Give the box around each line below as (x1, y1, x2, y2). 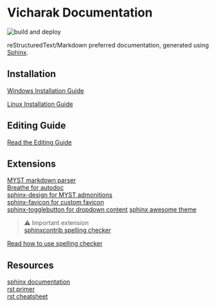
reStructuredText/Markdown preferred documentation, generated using (7, 41, 209, 49)
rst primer (7, 285, 36, 293)
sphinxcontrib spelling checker (23, 226, 111, 235)
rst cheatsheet (7, 293, 48, 301)
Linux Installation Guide (7, 100, 73, 108)
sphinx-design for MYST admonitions (7, 191, 113, 199)
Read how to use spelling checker (7, 240, 103, 248)
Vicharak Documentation (7, 5, 153, 21)
